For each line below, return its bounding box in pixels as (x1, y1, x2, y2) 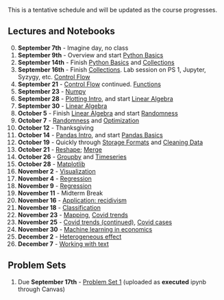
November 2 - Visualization (17, 167, 96, 175)
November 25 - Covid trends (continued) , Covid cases (17, 218, 173, 226)
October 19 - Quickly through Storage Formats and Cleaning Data (17, 138, 203, 146)
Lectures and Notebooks (8, 25, 116, 37)
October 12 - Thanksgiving (17, 123, 95, 132)
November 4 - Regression (17, 174, 92, 182)
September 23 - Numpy (17, 87, 86, 95)
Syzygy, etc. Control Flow (17, 72, 90, 81)
